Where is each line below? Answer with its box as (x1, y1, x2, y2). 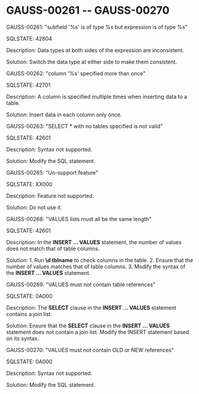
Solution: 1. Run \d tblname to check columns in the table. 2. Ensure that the (6, 256, 193, 263)
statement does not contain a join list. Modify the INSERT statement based (6, 328, 189, 335)
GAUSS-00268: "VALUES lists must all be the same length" (6, 215, 152, 222)
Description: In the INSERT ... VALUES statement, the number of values (6, 238, 182, 246)
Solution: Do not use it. (6, 204, 63, 211)
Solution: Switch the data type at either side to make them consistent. (6, 58, 177, 65)
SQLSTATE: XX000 (6, 180, 53, 187)
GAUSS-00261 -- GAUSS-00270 (6, 4, 170, 17)
